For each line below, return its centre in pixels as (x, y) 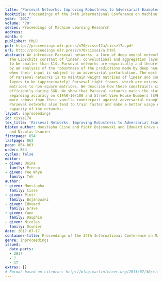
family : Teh (22, 177)
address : (14, 32)
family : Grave (24, 209)
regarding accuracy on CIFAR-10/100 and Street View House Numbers (79, 95)
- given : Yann (19, 213)
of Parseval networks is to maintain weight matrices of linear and (80, 77)
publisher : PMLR (21, 41)
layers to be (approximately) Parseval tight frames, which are (76, 82)
